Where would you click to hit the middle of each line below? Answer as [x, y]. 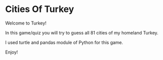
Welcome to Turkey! [26, 23]
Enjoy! [12, 52]
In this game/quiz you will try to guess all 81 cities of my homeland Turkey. [82, 32]
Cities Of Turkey [40, 9]
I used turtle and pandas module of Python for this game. [64, 42]
